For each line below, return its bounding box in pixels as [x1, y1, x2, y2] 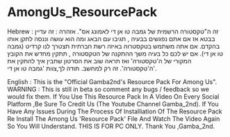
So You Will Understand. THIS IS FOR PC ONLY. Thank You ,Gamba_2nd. [7, 122, 215, 130]
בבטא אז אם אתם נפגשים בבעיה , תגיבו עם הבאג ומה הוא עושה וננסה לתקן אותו [7, 34, 215, 42]
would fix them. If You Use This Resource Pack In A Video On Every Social [7, 92, 220, 101]
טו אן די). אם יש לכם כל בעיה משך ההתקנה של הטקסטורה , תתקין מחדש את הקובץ [7, 49, 224, 58]
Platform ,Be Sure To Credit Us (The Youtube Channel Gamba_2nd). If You [7, 99, 219, 108]
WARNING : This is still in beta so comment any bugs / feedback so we [7, 85, 210, 93]
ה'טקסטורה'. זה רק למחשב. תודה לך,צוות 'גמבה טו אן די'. [7, 64, 158, 72]
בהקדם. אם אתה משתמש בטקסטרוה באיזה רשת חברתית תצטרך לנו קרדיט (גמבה [7, 42, 220, 50]
